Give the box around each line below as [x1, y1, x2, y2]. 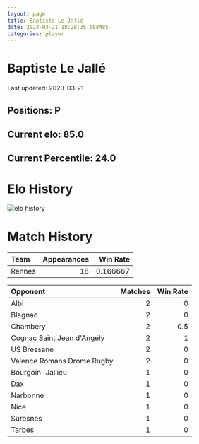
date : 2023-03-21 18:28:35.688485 [7, 23, 109, 30]
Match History [7, 229, 93, 245]
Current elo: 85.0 [7, 128, 85, 140]
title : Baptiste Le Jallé [7, 17, 83, 24]
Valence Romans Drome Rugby [11, 356, 114, 366]
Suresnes [11, 414, 42, 423]
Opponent [11, 287, 46, 297]
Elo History [7, 181, 73, 197]
